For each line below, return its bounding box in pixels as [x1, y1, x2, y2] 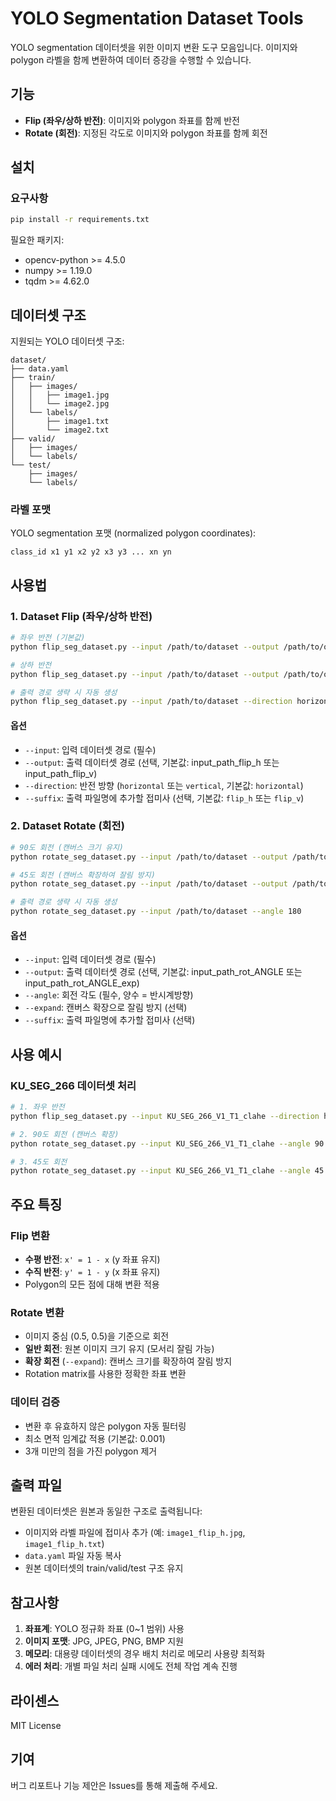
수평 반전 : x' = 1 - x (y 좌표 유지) [24, 1253, 161, 1265]
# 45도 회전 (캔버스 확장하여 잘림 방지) [10, 870, 156, 880]
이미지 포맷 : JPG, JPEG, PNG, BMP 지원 [24, 1635, 184, 1647]
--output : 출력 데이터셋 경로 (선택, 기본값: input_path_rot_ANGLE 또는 [24, 966, 303, 978]
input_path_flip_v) [24, 767, 98, 779]
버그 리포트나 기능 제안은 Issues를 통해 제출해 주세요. [10, 1779, 218, 1791]
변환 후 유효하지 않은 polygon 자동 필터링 [24, 1420, 187, 1432]
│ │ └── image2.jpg [10, 399, 110, 409]
